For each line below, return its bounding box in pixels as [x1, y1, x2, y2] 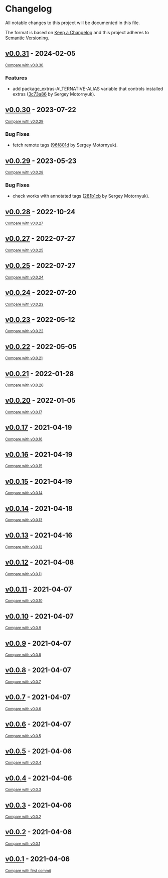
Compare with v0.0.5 [5, 733, 41, 738]
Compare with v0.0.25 [5, 247, 44, 253]
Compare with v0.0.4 [5, 760, 42, 765]
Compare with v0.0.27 [5, 221, 44, 226]
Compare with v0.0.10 [5, 598, 43, 603]
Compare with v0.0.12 [5, 544, 43, 550]
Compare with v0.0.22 [5, 329, 44, 334]
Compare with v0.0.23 [5, 302, 44, 307]
